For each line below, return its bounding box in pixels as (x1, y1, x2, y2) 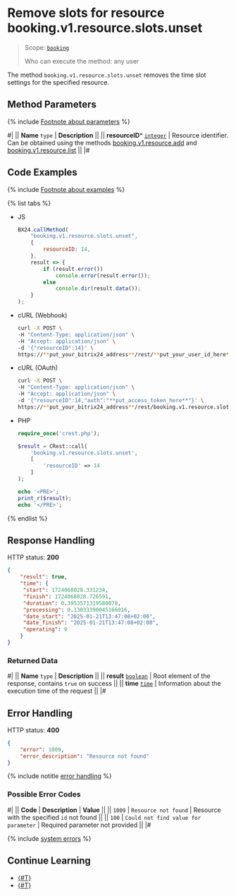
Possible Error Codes (7, 789, 81, 799)
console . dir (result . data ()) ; (55, 285, 142, 292)
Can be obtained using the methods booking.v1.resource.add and (7, 138, 197, 147)
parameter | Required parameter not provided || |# (7, 821, 151, 829)
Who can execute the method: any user (24, 56, 139, 65)
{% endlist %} (7, 514, 48, 523)
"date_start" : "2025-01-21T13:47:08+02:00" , (23, 612, 156, 620)
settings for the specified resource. (7, 78, 109, 86)
